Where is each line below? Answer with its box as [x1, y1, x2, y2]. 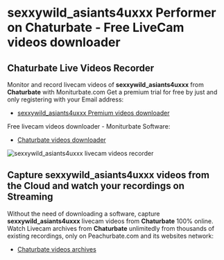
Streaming [7, 191, 53, 203]
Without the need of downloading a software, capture [7, 209, 160, 218]
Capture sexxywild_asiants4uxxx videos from [7, 169, 210, 181]
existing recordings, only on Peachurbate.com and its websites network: [7, 231, 214, 240]
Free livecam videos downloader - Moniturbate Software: [7, 122, 171, 130]
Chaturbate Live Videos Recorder [7, 62, 155, 74]
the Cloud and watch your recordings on [7, 180, 185, 192]
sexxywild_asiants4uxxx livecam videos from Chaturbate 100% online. [7, 217, 214, 225]
